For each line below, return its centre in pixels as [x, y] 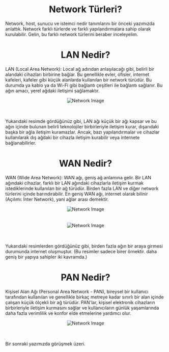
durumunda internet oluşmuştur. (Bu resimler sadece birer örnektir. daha [81, 251]
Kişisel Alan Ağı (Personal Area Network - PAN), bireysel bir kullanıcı [77, 291]
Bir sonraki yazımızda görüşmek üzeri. [45, 344]
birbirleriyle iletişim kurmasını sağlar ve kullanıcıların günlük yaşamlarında [82, 308]
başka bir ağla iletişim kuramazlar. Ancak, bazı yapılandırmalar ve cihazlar [82, 132]
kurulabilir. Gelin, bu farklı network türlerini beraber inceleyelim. [72, 34]
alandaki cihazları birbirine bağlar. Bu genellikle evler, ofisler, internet [77, 74]
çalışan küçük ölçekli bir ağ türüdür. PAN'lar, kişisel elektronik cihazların [80, 302]
